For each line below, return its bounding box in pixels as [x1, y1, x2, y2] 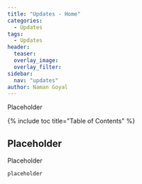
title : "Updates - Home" [7, 10, 81, 18]
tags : [7, 30, 23, 38]
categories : [7, 17, 43, 24]
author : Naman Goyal [7, 83, 69, 91]
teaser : [13, 51, 37, 58]
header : [7, 44, 31, 51]
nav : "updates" [13, 76, 59, 84]
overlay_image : [13, 57, 59, 64]
